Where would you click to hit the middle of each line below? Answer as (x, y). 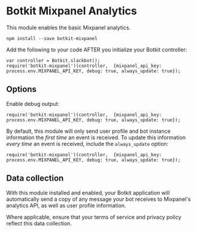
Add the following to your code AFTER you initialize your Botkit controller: (97, 50)
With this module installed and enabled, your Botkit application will (88, 193)
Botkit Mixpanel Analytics (72, 11)
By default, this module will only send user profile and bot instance (88, 131)
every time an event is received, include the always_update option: (87, 144)
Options (22, 89)
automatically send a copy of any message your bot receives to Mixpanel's (99, 199)
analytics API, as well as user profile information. (66, 205)
